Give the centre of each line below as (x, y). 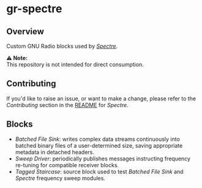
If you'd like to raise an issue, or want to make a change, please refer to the (101, 98)
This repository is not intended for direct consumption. (75, 64)
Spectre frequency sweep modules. (60, 178)
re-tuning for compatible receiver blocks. (67, 165)
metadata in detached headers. (55, 152)
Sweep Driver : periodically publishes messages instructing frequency (103, 159)
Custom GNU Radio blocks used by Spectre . (62, 46)
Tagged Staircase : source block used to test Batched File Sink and (99, 171)
